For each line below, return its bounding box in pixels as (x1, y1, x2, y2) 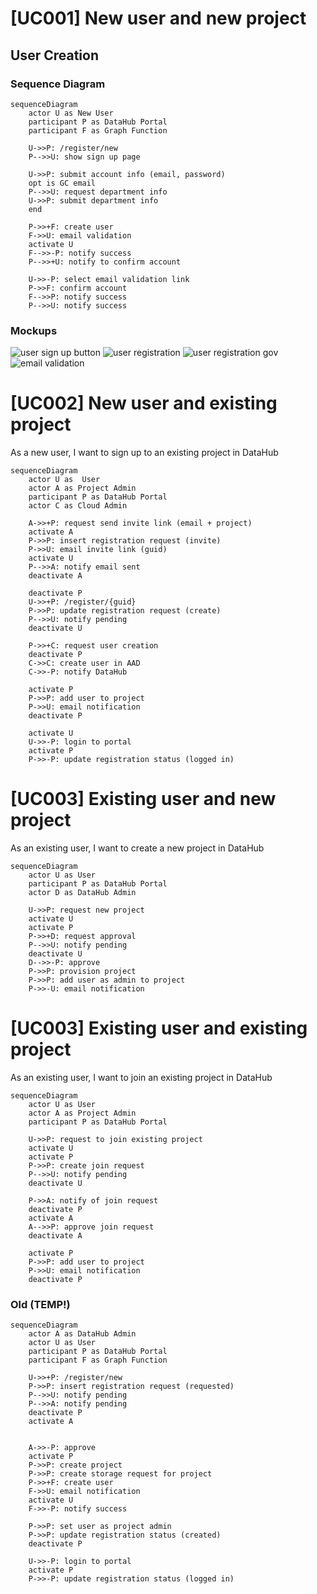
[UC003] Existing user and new (10, 788, 277, 811)
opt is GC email (28, 178, 97, 188)
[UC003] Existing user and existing (10, 1017, 308, 1040)
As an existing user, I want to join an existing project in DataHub (10, 1071, 273, 1083)
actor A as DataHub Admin (28, 1329, 137, 1339)
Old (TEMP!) (10, 1297, 71, 1311)
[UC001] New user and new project (10, 7, 307, 30)
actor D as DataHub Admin (28, 888, 137, 898)
